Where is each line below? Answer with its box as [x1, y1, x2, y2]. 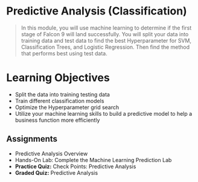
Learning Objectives [6, 71, 110, 85]
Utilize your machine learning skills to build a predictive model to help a [14, 110, 193, 117]
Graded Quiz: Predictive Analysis [14, 169, 98, 176]
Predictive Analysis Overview [14, 149, 88, 157]
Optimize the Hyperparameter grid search [14, 104, 120, 111]
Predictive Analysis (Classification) [6, 4, 187, 18]
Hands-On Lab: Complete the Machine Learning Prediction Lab [14, 156, 172, 163]
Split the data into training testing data [14, 90, 110, 98]
